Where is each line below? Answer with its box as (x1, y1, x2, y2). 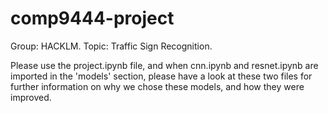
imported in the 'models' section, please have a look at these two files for (10, 70, 313, 82)
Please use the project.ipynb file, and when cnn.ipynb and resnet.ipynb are (10, 59, 319, 71)
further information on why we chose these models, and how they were (10, 80, 305, 92)
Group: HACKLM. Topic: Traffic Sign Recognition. (10, 40, 213, 52)
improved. (10, 91, 52, 103)
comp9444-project (10, 7, 175, 30)
